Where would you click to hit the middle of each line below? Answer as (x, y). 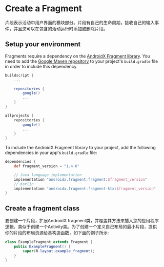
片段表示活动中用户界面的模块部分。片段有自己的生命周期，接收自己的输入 (80, 22)
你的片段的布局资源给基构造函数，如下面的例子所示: (57, 233)
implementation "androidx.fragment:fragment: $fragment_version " (81, 179)
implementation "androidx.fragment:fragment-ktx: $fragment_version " (85, 189)
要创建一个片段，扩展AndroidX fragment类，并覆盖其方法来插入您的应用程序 (82, 221)
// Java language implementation (48, 175)
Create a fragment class (42, 208)
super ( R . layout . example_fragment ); (59, 251)
